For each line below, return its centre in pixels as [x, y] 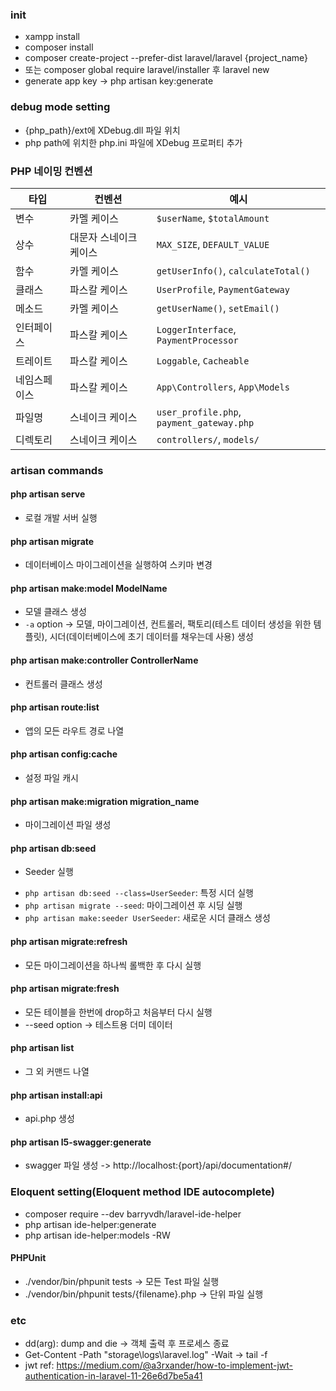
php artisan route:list [55, 707]
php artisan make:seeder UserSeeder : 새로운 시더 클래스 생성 [147, 918]
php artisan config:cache [64, 754]
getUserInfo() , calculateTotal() [233, 270]
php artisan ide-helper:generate [90, 1224]
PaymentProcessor [197, 340]
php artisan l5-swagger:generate [81, 1142]
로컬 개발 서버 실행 [61, 518]
